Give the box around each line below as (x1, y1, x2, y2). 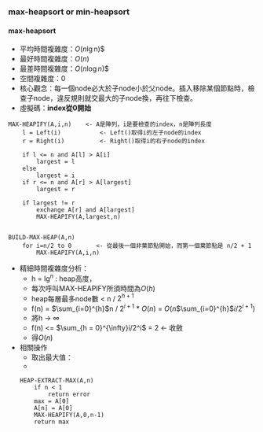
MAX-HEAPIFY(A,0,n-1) (34, 412, 104, 419)
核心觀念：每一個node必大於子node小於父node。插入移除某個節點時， (19, 83, 248, 93)
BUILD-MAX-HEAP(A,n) (8, 234, 76, 242)
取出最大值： (31, 353, 73, 362)
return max (34, 418, 70, 426)
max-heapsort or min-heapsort (8, 6, 130, 17)
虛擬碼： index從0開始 (19, 103, 92, 113)
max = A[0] (34, 397, 70, 405)
